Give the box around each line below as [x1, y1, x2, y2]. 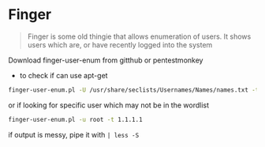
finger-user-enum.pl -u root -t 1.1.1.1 [8, 115, 144, 123]
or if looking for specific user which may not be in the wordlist [8, 100, 210, 110]
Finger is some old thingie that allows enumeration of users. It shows [27, 32, 252, 41]
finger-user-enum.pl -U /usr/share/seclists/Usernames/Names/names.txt [8, 85, 248, 94]
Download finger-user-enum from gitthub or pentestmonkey [8, 55, 203, 65]
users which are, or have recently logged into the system [27, 40, 213, 49]
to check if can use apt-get [19, 70, 108, 80]
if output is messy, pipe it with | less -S [8, 130, 140, 139]
